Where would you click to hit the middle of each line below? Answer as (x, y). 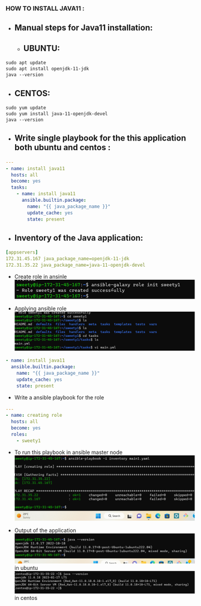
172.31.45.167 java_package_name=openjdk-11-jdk (67, 259)
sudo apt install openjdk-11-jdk (47, 69)
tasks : (19, 187)
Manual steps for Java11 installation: (83, 28)
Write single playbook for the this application (100, 138)
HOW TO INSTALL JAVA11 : (45, 8)
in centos (26, 598)
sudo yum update (26, 108)
